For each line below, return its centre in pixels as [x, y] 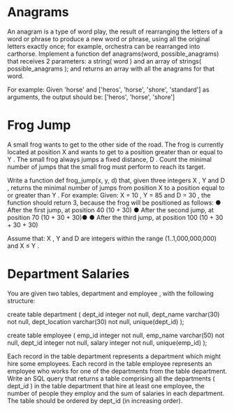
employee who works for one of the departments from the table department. [117, 371]
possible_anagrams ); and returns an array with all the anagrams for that [111, 68]
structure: [21, 300]
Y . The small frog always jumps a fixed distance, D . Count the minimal [109, 159]
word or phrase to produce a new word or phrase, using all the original [109, 38]
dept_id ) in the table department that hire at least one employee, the [106, 385]
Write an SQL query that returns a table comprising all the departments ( [111, 378]
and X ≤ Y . [23, 246]
